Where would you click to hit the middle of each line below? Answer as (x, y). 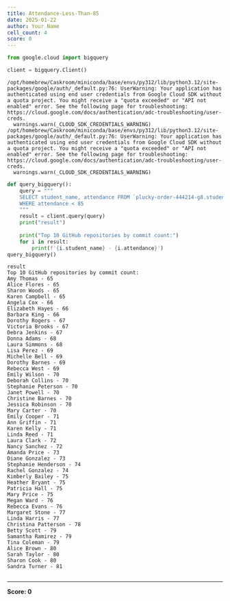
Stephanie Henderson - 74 (44, 465)
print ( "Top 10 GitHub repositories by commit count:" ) (99, 235)
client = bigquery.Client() (47, 70)
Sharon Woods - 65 (33, 291)
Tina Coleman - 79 (33, 543)
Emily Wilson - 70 (33, 375)
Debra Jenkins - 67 (35, 333)
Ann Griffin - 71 (32, 423)
